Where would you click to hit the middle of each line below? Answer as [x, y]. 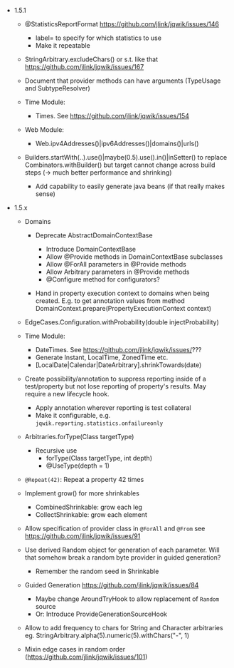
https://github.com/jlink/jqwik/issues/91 [83, 536]
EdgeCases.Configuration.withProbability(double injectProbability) [122, 322]
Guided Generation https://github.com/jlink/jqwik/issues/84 [112, 585]
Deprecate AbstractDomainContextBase [94, 235]
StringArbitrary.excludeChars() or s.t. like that [91, 59]
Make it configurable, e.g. [73, 415]
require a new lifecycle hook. [67, 394]
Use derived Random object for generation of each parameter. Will [122, 550]
